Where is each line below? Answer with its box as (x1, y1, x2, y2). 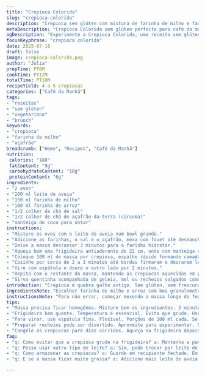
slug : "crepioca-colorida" (6, 15, 75, 21)
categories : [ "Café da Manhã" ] (6, 89, 86, 95)
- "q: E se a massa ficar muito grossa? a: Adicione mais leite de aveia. (6, 356, 201, 362)
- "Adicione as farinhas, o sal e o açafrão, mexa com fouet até (6, 236, 176, 242)
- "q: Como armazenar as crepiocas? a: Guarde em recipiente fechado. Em (6, 350, 198, 357)
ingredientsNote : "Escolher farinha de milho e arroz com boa (6, 288, 168, 294)
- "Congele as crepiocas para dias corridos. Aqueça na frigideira (6, 327, 182, 334)
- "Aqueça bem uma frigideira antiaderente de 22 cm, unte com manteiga (6, 248, 195, 254)
